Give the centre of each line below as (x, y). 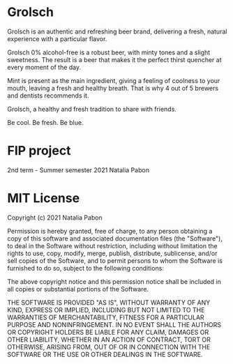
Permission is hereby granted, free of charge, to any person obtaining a (110, 231)
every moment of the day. (44, 67)
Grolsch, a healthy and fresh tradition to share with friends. (92, 109)
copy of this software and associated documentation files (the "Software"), (115, 238)
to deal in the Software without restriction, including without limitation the (112, 245)
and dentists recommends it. (48, 96)
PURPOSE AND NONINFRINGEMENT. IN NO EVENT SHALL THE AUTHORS (114, 324)
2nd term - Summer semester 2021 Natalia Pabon (78, 170)
